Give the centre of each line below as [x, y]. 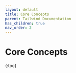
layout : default [22, 10]
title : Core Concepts [27, 14]
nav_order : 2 [18, 28]
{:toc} [11, 66]
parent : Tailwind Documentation [38, 19]
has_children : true [25, 23]
